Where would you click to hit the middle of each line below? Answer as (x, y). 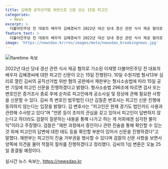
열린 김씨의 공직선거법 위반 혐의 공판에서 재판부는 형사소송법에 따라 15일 (85, 81)
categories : (18, 15)
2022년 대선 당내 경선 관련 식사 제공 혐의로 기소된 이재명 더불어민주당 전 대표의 (83, 68)
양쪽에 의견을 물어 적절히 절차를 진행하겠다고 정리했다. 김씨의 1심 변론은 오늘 (80, 144)
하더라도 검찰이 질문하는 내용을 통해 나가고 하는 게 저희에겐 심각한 (83, 119)
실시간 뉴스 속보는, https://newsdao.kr (44, 161)
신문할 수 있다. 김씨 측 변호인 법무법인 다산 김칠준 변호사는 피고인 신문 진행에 (86, 100)
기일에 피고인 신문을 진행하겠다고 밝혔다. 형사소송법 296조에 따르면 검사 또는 (86, 87)
